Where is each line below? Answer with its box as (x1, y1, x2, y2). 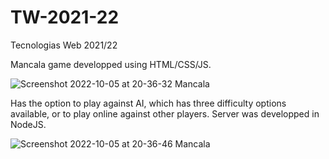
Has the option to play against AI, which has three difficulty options (10, 97, 287, 109)
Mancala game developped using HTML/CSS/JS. (10, 58, 212, 70)
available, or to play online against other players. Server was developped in (10, 107, 320, 120)
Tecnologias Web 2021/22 (10, 39, 118, 51)
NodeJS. (10, 118, 47, 130)
